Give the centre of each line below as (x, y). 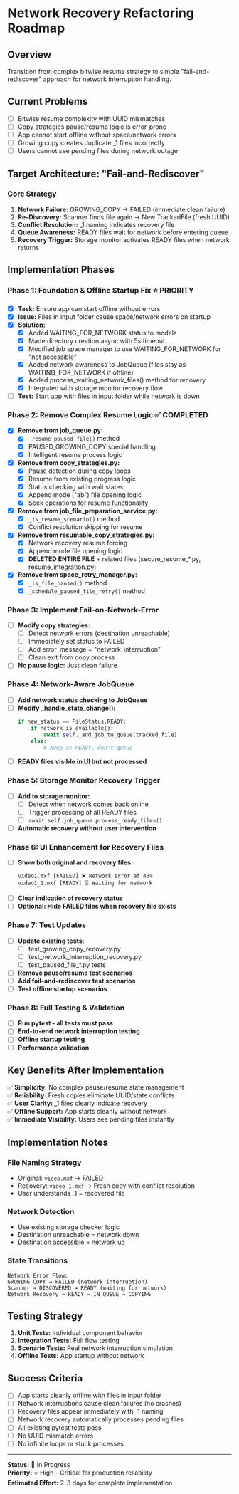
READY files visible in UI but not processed (82, 762)
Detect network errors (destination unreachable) (99, 633)
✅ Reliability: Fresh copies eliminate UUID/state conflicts (91, 1095)
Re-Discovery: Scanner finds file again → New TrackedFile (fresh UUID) (123, 217)
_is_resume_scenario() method (74, 519)
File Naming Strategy (44, 1162)
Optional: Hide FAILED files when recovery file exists (97, 907)
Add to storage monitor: (54, 796)
